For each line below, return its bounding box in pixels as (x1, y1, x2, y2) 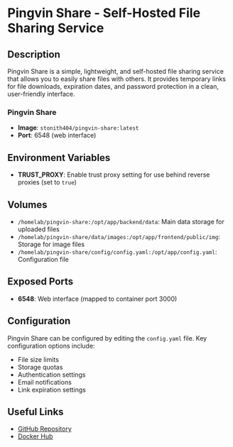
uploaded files (17, 225, 60, 233)
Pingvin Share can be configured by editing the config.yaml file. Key (7, 333, 207, 342)
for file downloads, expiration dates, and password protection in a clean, (7, 82, 219, 90)
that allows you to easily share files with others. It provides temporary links (7, 74, 226, 83)
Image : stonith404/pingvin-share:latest (17, 123, 139, 132)
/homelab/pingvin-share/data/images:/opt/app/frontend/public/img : (17, 232, 220, 241)
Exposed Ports (7, 275, 74, 288)
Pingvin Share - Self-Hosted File (7, 5, 201, 21)
